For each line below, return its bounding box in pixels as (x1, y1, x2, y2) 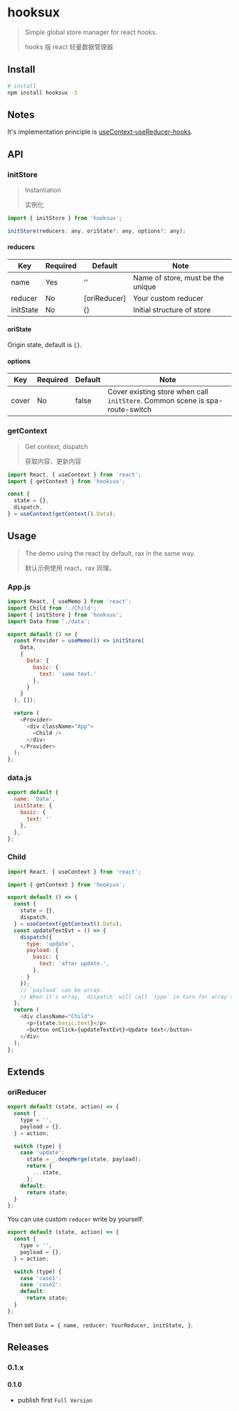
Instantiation (24, 186, 62, 194)
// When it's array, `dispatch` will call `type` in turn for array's (20, 993, 234, 1000)
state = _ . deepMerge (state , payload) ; (26, 1156, 142, 1163)
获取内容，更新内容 (24, 457, 82, 465)
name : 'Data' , (14, 796, 55, 803)
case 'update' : (20, 1149, 65, 1156)
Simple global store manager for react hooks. (24, 28, 158, 36)
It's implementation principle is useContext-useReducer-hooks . (7, 127, 193, 136)
